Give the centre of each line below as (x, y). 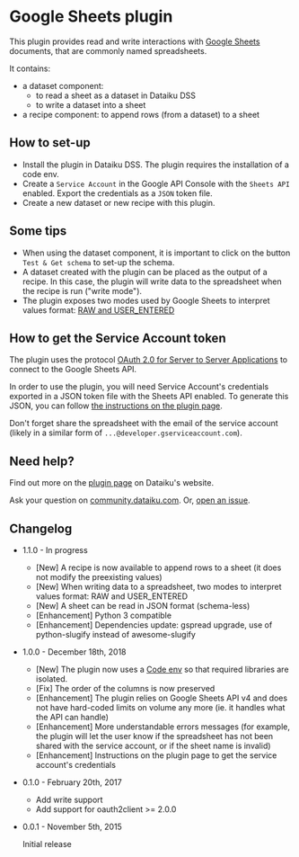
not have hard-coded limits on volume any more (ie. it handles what (160, 707)
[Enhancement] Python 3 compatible (104, 615)
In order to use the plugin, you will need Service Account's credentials (139, 387)
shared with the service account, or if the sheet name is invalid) (153, 745)
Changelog (41, 528)
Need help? (42, 461)
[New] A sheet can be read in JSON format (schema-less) (143, 606)
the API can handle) (72, 717)
